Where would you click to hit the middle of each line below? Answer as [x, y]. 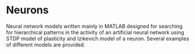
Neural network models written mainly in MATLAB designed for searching [94, 26]
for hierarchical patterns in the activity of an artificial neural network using [95, 32]
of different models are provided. [46, 45]
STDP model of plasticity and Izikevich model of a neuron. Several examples [98, 38]
